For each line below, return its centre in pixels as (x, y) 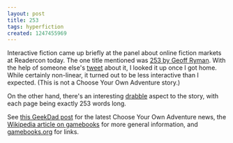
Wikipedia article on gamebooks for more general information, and (103, 125)
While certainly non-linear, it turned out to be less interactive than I (103, 75)
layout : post (26, 14)
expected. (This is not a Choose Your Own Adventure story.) (94, 83)
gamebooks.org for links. (43, 132)
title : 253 (23, 20)
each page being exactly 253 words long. (67, 104)
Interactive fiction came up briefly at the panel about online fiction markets (114, 53)
